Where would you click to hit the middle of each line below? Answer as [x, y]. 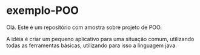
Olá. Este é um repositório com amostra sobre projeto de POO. [84, 27]
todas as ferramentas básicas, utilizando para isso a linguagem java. [92, 45]
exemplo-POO [42, 11]
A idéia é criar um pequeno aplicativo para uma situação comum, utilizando [100, 39]
